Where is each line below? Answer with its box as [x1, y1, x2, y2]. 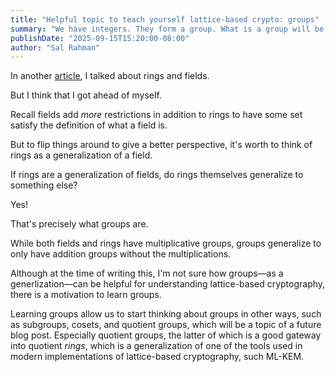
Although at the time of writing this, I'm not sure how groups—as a [10, 267, 284, 280]
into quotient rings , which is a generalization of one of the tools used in [10, 340, 303, 352]
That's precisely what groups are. [10, 218, 149, 230]
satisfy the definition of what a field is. [10, 119, 168, 131]
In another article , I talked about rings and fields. [10, 70, 210, 82]
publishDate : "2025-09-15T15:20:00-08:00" [10, 33, 190, 43]
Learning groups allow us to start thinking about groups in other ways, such [10, 308, 322, 320]
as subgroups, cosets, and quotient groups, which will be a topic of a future [10, 319, 322, 331]
